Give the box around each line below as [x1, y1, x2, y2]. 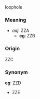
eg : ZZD [5, 80, 21, 86]
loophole [5, 4, 23, 10]
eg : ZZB [19, 33, 35, 39]
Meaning [5, 16, 27, 23]
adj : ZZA [12, 28, 29, 33]
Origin [5, 45, 20, 52]
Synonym [5, 68, 28, 75]
